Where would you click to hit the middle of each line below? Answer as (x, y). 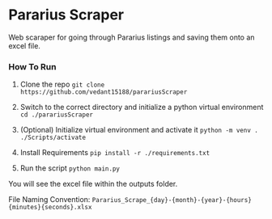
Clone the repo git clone (62, 84)
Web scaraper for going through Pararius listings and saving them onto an (132, 37)
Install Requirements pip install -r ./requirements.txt (115, 153)
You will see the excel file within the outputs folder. (93, 184)
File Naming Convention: (49, 200)
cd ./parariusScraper (56, 115)
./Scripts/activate (53, 138)
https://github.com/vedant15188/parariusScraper (104, 92)
